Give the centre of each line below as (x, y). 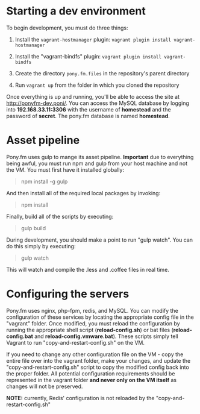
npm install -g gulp (44, 181)
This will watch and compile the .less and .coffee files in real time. (88, 269)
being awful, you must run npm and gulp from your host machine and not (97, 163)
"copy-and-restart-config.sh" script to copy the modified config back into (98, 367)
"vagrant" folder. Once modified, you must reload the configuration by (93, 323)
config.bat (20, 336)
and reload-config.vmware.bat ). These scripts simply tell (106, 336)
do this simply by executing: (41, 246)
